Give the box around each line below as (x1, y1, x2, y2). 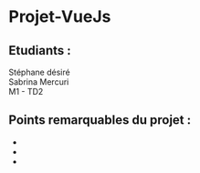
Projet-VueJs (8, 6, 111, 27)
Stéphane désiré (8, 66, 70, 77)
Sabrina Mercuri (8, 76, 69, 87)
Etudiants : (8, 43, 71, 58)
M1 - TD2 (8, 86, 44, 97)
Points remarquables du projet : (8, 112, 192, 128)
